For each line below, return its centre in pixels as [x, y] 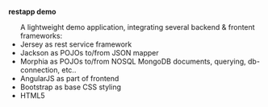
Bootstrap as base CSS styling [70, 87]
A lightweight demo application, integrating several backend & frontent [138, 27]
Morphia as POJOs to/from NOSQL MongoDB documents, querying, [133, 61]
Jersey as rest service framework [76, 44]
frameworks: [41, 36]
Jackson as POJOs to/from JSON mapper [89, 53]
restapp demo [32, 12]
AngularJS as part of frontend [69, 78]
